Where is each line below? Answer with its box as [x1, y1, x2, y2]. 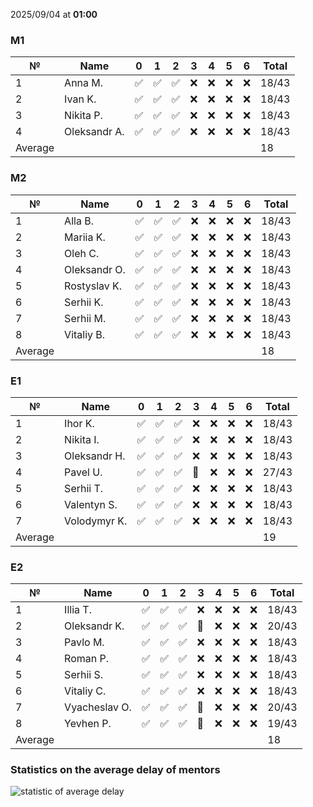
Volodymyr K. [64, 514, 128, 528]
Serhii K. [64, 295, 104, 309]
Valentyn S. [64, 497, 118, 511]
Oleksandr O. [64, 262, 126, 276]
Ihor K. [64, 416, 95, 430]
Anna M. [64, 76, 104, 90]
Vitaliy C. [64, 684, 107, 698]
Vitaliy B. [64, 327, 106, 341]
